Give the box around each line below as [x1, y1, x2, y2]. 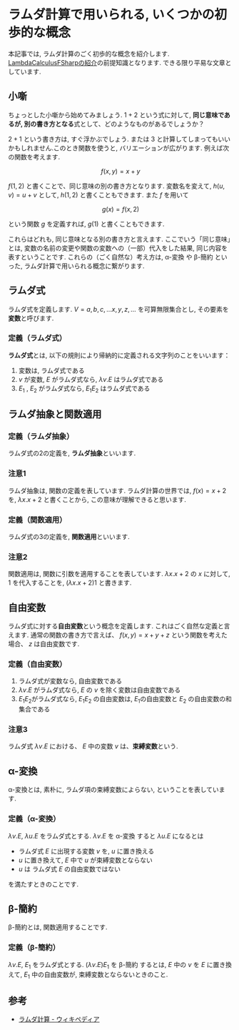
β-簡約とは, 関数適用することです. [8, 923, 108, 931]
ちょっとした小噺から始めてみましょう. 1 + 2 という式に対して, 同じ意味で [8, 110, 224, 119]
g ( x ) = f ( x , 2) [101, 204, 140, 213]
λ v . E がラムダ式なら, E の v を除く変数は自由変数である [18, 685, 181, 694]
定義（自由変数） [8, 659, 67, 669]
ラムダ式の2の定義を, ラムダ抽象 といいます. [8, 449, 136, 457]
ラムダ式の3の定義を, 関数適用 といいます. [8, 532, 131, 540]
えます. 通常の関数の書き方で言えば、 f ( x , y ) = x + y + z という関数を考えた [8, 630, 228, 640]
